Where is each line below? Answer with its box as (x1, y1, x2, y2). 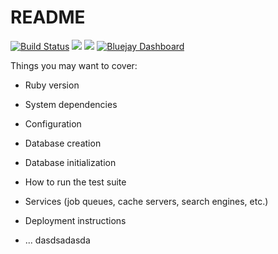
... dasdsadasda (24, 234, 91, 246)
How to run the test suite (24, 176, 127, 188)
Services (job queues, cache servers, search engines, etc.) (24, 195, 269, 207)
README (10, 6, 86, 29)
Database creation (24, 137, 102, 149)
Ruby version (24, 79, 80, 91)
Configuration (24, 117, 82, 130)
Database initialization (24, 156, 117, 168)
